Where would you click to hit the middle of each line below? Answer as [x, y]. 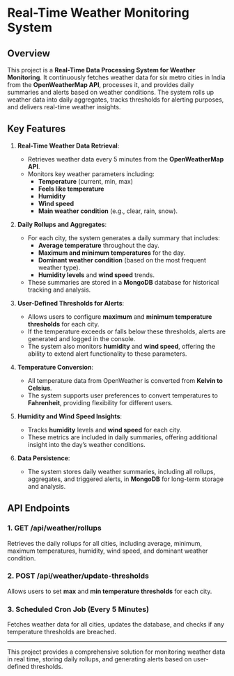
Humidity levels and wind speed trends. [96, 275]
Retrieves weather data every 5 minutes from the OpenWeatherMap [126, 159]
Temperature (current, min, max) [86, 181]
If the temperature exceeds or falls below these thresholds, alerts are [127, 331]
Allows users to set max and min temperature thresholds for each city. [110, 591]
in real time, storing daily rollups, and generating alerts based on [100, 659]
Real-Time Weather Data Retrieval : [68, 146]
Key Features [37, 129]
